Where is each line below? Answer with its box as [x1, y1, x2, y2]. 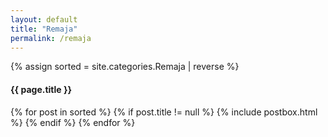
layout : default [10, 14, 78, 25]
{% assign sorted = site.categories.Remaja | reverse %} [10, 61, 240, 73]
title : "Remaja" [10, 24, 78, 34]
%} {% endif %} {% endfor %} [10, 116, 136, 128]
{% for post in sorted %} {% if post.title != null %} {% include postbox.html [10, 106, 318, 118]
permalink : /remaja [10, 33, 92, 43]
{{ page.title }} [10, 83, 73, 95]
